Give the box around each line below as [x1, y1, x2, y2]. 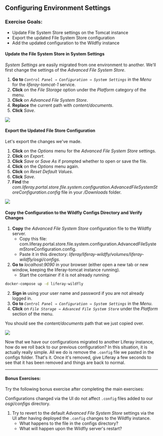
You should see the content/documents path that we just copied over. [5, 321, 144, 327]
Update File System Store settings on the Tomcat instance [12, 29, 129, 36]
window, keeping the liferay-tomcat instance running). [12, 267, 120, 273]
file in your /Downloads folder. [61, 189, 122, 195]
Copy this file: [19, 236, 48, 242]
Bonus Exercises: [5, 375, 41, 381]
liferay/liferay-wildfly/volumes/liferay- [68, 252, 144, 257]
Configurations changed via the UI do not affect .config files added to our [5, 396, 153, 401]
